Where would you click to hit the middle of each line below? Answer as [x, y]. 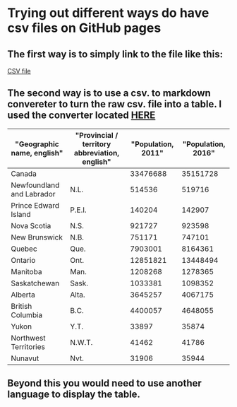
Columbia [27, 314]
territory [97, 144]
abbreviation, [97, 153]
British [22, 306]
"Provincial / [97, 135]
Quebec [24, 249]
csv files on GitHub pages [84, 28]
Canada [24, 173]
